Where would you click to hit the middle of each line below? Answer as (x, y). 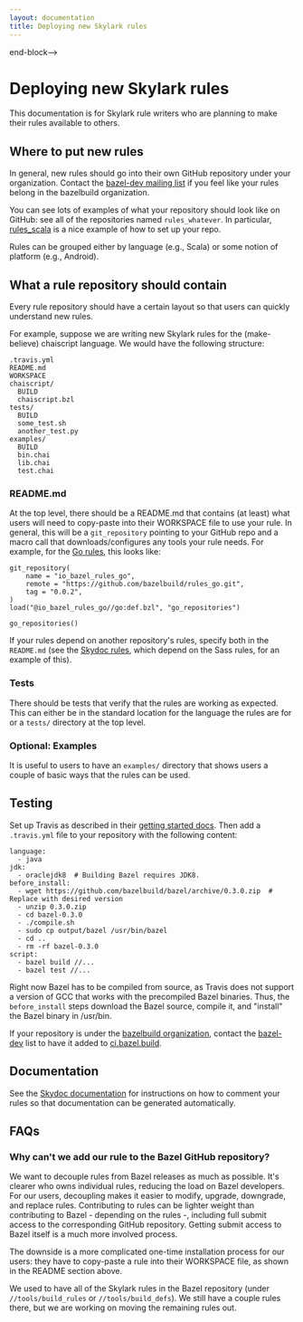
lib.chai (34, 463)
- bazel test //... (54, 970)
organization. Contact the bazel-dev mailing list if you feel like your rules (144, 183)
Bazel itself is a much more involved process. (94, 1234)
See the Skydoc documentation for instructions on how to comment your (145, 1093)
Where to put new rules (76, 152)
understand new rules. (51, 317)
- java (30, 859)
